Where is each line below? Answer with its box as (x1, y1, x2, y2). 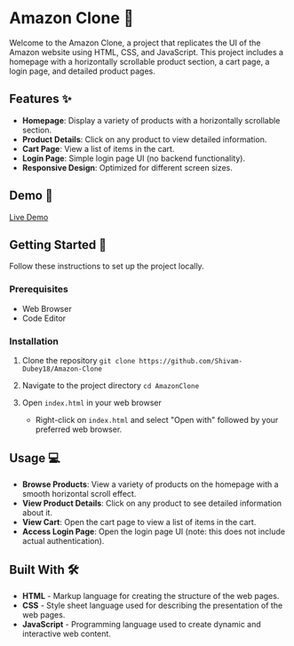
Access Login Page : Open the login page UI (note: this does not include (21, 526, 286, 537)
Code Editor (21, 313, 67, 323)
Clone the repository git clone (21, 355, 136, 365)
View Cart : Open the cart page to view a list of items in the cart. (21, 516, 257, 527)
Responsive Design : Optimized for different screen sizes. (21, 162, 234, 172)
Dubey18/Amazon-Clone (21, 364, 102, 373)
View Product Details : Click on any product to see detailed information (21, 498, 282, 508)
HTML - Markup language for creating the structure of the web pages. (21, 590, 280, 601)
